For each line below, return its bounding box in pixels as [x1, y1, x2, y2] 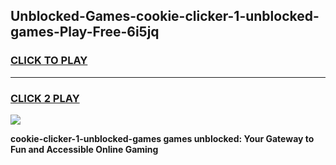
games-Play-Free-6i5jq [10, 24, 160, 41]
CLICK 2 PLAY [10, 91, 80, 105]
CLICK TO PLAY [10, 54, 88, 68]
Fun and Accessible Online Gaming [10, 143, 159, 155]
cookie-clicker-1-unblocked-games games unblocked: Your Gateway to [10, 132, 315, 144]
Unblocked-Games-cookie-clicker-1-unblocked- [10, 8, 320, 25]
